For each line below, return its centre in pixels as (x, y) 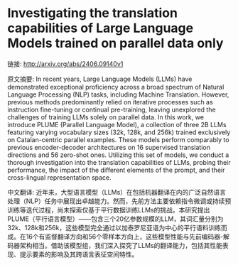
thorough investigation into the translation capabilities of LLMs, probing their (119, 162)
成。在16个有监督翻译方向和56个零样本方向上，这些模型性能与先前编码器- (115, 237)
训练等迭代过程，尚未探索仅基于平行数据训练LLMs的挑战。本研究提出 (109, 210)
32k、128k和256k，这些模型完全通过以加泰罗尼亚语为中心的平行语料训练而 (117, 227)
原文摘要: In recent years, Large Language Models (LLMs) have (100, 79)
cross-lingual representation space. (59, 177)
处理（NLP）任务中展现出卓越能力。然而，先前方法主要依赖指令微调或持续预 (119, 201)
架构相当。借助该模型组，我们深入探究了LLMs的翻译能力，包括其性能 (121, 245)
